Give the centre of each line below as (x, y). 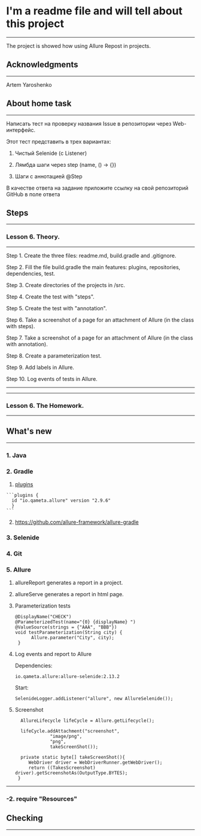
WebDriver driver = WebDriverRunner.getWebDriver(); (95, 763)
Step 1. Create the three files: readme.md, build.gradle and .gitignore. (91, 255)
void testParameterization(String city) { (68, 633)
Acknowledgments (42, 65)
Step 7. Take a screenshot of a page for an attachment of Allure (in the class (100, 338)
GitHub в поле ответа (33, 194)
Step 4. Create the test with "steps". (50, 297)
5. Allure (19, 569)
